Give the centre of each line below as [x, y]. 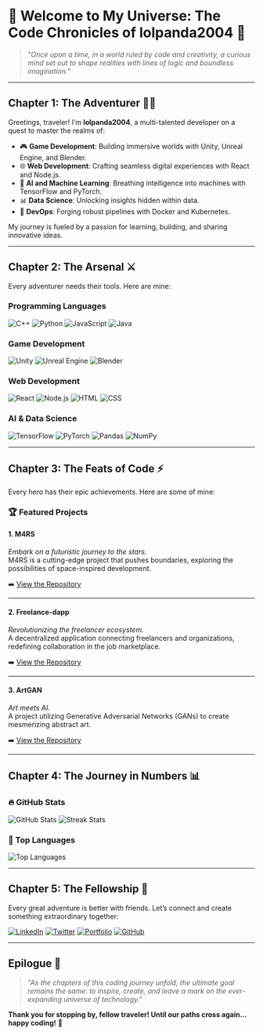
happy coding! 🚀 [35, 1022]
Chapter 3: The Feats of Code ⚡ [86, 469]
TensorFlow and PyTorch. [61, 191]
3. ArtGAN [25, 690]
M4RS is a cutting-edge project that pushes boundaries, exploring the [121, 560]
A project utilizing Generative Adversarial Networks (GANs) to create [119, 716]
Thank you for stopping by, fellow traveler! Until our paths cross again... [128, 1014]
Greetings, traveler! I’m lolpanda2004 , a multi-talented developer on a [122, 122]
